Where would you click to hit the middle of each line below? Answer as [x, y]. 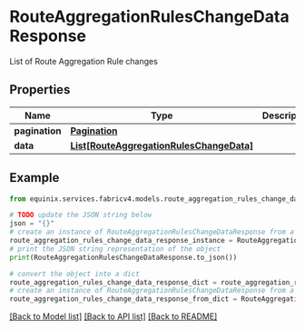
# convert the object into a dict [75, 274]
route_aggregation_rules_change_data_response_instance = [121, 241]
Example [34, 178]
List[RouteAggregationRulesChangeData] [162, 145]
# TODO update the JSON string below [81, 215]
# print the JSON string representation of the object [115, 249]
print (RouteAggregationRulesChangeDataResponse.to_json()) [123, 257]
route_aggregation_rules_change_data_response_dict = [113, 282]
